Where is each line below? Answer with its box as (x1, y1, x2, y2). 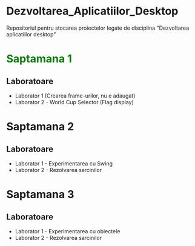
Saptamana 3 (6, 188, 74, 201)
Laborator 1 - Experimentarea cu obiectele (15, 227, 121, 234)
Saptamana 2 (6, 120, 74, 134)
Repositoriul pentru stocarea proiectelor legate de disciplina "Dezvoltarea (6, 24, 190, 32)
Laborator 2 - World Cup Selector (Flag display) (15, 98, 134, 105)
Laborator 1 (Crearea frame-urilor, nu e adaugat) (15, 92, 136, 99)
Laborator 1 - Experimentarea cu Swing (15, 159, 113, 167)
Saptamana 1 (6, 52, 73, 66)
